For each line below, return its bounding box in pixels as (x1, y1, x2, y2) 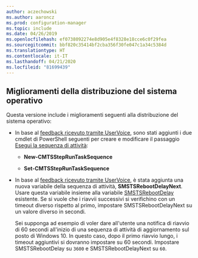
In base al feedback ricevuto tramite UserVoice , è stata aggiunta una (14, 176, 184, 184)
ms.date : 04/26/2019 (6, 31, 58, 37)
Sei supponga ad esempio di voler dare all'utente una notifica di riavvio (14, 220, 190, 227)
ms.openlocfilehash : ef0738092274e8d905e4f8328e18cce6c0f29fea (6, 36, 167, 42)
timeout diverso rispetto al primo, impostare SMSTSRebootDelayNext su (14, 202, 193, 209)
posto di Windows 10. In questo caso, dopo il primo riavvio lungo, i (14, 232, 178, 240)
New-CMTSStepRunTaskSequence (23, 153, 113, 161)
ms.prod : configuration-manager (6, 20, 86, 26)
